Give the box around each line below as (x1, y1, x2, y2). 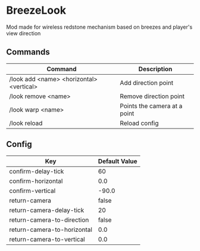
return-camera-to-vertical (9, 235, 85, 243)
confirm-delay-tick (9, 167, 64, 175)
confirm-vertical (9, 186, 56, 195)
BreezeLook (6, 4, 67, 17)
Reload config (120, 119, 159, 127)
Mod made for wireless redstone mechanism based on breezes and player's (6, 23, 193, 30)
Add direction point (120, 78, 174, 87)
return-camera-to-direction (9, 216, 89, 224)
